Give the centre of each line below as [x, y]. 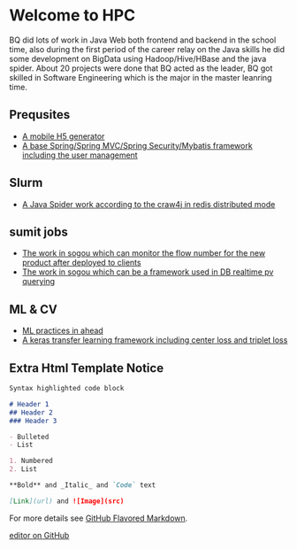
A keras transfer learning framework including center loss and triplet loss [155, 340]
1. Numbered [31, 461]
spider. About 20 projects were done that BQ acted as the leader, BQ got [141, 68]
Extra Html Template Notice [87, 368]
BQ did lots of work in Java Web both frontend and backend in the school [143, 40]
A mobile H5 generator [63, 136]
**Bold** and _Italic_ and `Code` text [83, 485]
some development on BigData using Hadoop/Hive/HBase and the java [138, 58]
